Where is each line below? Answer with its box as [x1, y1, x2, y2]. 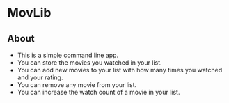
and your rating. [17, 73, 63, 81]
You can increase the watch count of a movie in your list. [17, 88, 180, 96]
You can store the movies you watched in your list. [17, 58, 162, 67]
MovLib [7, 5, 52, 21]
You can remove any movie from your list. [17, 81, 137, 88]
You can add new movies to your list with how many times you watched [17, 66, 223, 74]
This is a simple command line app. [17, 51, 119, 59]
